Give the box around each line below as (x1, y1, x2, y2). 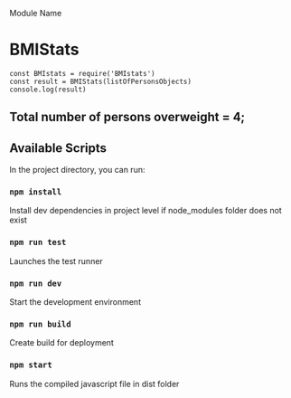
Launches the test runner (9, 255, 104, 266)
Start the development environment (9, 297, 142, 308)
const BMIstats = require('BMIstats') (9, 69, 155, 78)
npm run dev (9, 278, 62, 289)
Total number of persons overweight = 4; (9, 109, 246, 125)
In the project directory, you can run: (9, 165, 145, 175)
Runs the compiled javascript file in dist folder (9, 378, 180, 389)
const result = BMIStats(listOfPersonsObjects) (9, 77, 192, 86)
